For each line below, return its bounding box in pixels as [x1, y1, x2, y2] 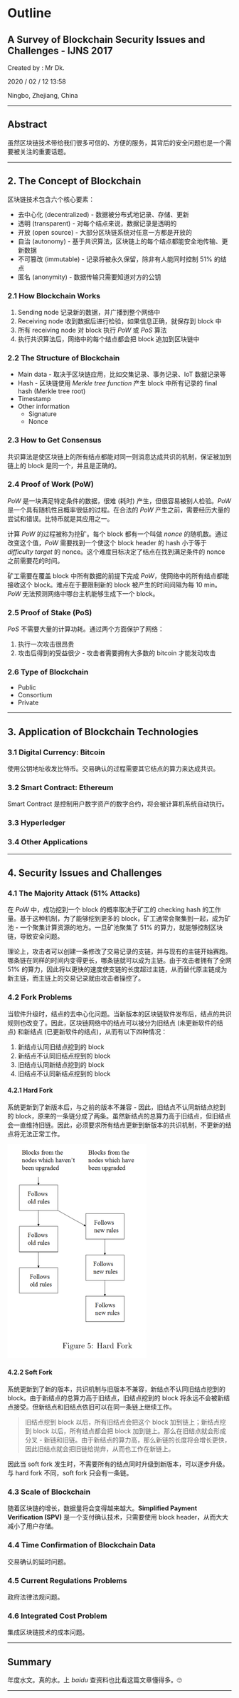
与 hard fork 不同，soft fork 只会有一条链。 [7, 1469, 133, 1477]
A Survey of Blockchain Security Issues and [7, 34, 206, 46]
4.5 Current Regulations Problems [7, 1575, 127, 1585]
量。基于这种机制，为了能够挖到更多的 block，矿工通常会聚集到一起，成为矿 [7, 914, 231, 923]
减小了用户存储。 [7, 1522, 58, 1530]
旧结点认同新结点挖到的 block [17, 1060, 105, 1068]
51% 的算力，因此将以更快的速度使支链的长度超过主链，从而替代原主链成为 [7, 965, 228, 974]
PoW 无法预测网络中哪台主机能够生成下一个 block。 [7, 589, 159, 597]
